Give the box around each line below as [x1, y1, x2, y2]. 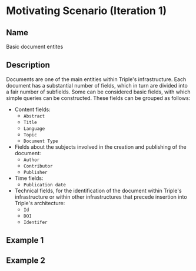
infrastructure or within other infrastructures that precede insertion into [14, 193, 187, 200]
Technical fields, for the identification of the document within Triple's [14, 187, 182, 194]
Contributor [23, 163, 53, 169]
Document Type [23, 138, 58, 144]
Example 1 [6, 235, 44, 245]
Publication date [23, 182, 67, 188]
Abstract [23, 113, 45, 119]
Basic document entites [6, 43, 64, 50]
